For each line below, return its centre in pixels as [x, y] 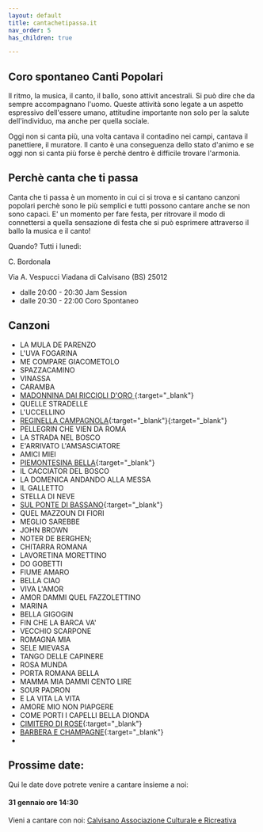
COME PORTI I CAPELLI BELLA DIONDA [84, 715]
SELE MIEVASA [44, 647]
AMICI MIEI [38, 454]
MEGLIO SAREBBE [50, 521]
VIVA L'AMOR [42, 589]
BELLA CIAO [40, 580]
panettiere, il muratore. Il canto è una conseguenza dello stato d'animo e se [131, 145]
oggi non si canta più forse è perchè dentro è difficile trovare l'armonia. [124, 153]
